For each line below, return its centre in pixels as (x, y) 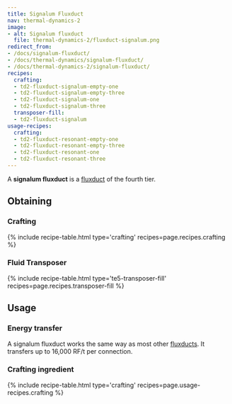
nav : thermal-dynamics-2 (44, 21)
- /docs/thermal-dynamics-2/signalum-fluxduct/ (79, 67)
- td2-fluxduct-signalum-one (57, 100)
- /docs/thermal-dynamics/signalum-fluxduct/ (75, 60)
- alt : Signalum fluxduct (45, 34)
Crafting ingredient (41, 369)
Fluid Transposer (37, 263)
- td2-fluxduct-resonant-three (60, 159)
